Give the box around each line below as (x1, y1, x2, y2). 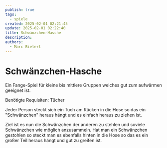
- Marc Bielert (9, 44, 41, 49)
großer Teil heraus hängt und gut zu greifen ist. (5, 137, 102, 143)
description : (5, 35, 32, 40)
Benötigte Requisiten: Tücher (5, 97, 65, 103)
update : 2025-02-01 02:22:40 (5, 26, 66, 31)
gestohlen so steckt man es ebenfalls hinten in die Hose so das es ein (5, 132, 149, 138)
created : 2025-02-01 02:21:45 (5, 21, 68, 26)
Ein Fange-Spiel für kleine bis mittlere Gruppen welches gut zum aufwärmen (5, 82, 162, 88)
